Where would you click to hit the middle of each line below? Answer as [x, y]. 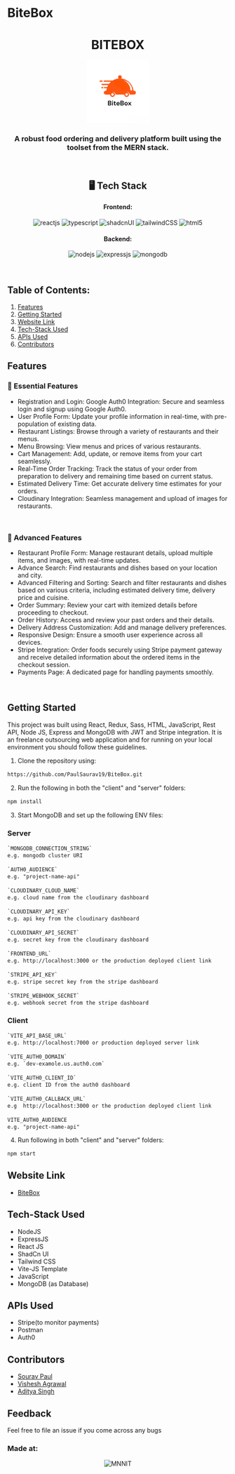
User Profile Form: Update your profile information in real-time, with [115, 416]
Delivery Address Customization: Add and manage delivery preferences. [122, 628]
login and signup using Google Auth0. [72, 409]
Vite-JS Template [42, 1268]
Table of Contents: [49, 290]
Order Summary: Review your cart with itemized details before [107, 605]
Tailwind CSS [36, 1261]
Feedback [29, 1413]
